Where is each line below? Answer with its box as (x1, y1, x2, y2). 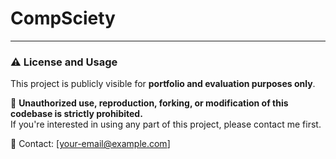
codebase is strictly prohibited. (10, 108, 143, 120)
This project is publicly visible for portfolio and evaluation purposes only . (10, 78, 316, 90)
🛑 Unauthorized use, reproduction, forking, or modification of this (10, 97, 289, 109)
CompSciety (10, 7, 116, 30)
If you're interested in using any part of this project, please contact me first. (10, 118, 322, 131)
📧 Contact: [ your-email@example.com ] (10, 138, 171, 150)
